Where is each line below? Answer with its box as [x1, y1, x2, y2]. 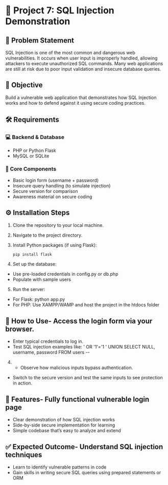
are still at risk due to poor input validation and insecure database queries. [5, 66, 161, 72]
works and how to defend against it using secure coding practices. [5, 100, 146, 106]
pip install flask [12, 251, 52, 257]
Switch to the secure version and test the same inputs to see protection [12, 375, 163, 381]
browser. [5, 324, 35, 333]
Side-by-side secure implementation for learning [12, 422, 115, 428]
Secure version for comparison [12, 188, 78, 194]
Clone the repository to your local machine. [12, 222, 104, 228]
